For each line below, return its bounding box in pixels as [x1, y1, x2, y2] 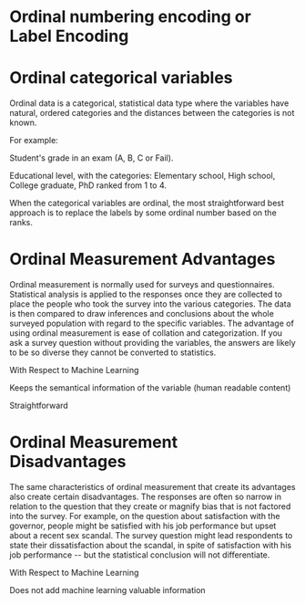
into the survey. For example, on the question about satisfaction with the [9, 511, 280, 521]
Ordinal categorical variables [9, 68, 234, 89]
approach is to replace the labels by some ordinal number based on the [9, 207, 278, 218]
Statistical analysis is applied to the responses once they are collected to [9, 289, 282, 300]
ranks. [9, 217, 34, 228]
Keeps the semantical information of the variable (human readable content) [9, 382, 291, 393]
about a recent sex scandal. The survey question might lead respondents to [9, 530, 293, 540]
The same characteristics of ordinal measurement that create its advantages [9, 482, 296, 492]
